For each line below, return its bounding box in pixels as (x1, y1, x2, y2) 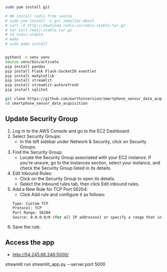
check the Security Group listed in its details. (19, 165, 112, 171)
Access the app (5, 238, 55, 247)
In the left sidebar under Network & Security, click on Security (19, 138, 147, 144)
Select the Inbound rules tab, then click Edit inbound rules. (19, 181, 140, 187)
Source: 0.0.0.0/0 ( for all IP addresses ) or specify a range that (12, 215, 156, 220)
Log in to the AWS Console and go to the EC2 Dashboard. (12, 128, 131, 134)
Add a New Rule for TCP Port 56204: (12, 186, 88, 192)
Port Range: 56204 (12, 210, 51, 215)
